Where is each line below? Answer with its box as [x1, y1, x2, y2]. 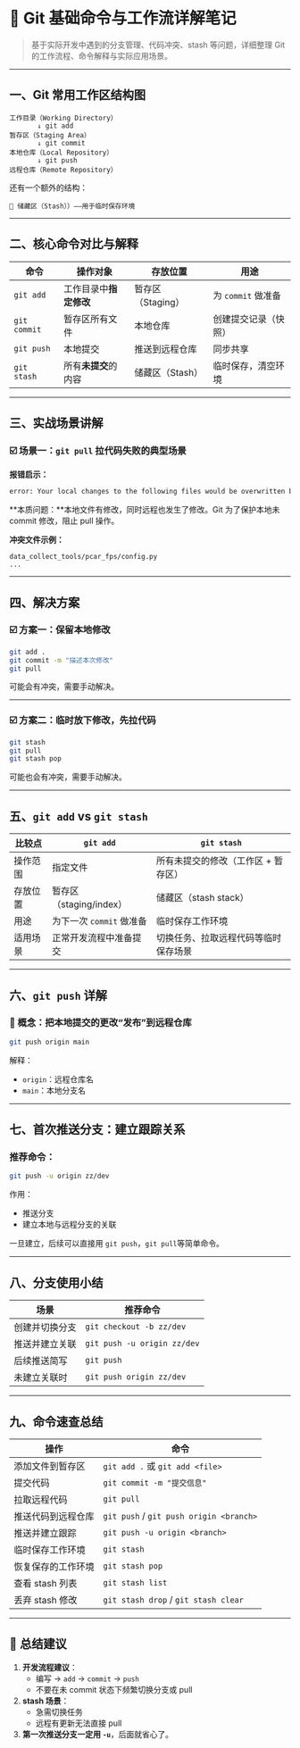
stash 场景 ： [21, 1695, 70, 1706]
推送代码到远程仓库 [13, 1510, 96, 1522]
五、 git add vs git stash [9, 809, 149, 824]
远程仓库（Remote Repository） [9, 165, 118, 174]
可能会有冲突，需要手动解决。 [9, 681, 119, 692]
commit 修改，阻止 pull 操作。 [9, 515, 120, 527]
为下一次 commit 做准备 [52, 915, 147, 928]
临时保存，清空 [212, 359, 276, 371]
